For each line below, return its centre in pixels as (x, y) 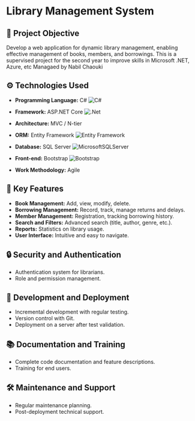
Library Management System (80, 11)
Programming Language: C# (51, 100)
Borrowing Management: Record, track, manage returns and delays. (100, 210)
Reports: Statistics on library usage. (59, 229)
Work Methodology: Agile (47, 170)
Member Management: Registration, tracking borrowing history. (94, 216)
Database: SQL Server (43, 147)
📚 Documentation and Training (66, 344)
